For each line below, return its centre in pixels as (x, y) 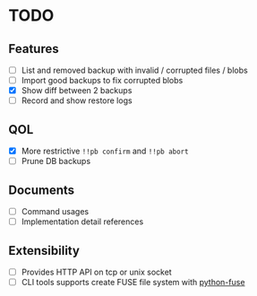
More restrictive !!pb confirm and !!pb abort (105, 151)
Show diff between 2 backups (77, 91)
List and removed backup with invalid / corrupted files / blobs (134, 70)
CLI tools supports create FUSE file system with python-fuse (133, 282)
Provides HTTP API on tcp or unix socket (96, 272)
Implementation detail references (82, 222)
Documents (42, 190)
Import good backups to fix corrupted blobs (102, 81)
